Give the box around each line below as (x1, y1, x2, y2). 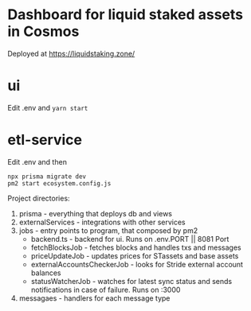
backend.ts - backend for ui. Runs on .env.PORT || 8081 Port (30, 234, 229, 243)
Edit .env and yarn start (7, 103, 88, 112)
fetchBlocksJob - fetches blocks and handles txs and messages (30, 243, 241, 252)
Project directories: (7, 193, 70, 203)
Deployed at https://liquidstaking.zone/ (7, 49, 135, 58)
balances (30, 268, 61, 278)
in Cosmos (7, 22, 80, 41)
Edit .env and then (7, 157, 67, 166)
